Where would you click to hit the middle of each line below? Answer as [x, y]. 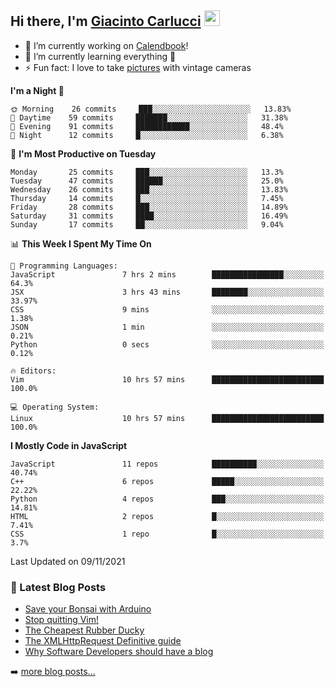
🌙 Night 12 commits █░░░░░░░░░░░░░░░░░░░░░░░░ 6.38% [147, 135]
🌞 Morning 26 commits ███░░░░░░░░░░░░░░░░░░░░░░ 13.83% [151, 109]
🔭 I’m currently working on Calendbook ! [106, 45]
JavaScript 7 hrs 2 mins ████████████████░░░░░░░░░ [167, 274]
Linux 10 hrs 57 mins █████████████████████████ [167, 418]
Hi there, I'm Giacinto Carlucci [106, 21]
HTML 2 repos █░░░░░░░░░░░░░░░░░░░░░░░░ [167, 516]
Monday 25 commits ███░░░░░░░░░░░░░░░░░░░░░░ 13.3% [147, 172]
